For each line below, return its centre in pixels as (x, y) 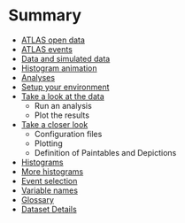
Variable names (50, 190)
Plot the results (62, 115)
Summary (45, 15)
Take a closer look (54, 124)
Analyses (38, 77)
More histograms (52, 171)
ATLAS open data (53, 40)
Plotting (48, 143)
